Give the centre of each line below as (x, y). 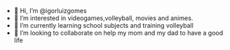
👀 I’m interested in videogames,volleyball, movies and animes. (103, 18)
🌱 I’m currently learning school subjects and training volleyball (104, 25)
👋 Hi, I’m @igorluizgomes (50, 11)
